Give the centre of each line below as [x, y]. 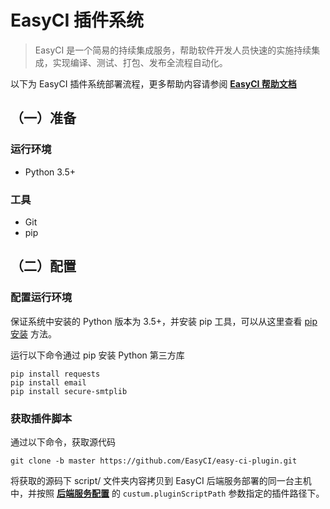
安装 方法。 [33, 333]
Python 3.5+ [50, 172]
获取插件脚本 [41, 418]
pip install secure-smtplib [69, 391]
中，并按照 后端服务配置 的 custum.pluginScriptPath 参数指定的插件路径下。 [167, 493]
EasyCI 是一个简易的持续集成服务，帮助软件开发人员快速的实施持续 [173, 50]
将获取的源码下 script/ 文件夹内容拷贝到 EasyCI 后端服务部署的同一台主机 [161, 480]
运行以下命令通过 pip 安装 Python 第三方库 [97, 355]
